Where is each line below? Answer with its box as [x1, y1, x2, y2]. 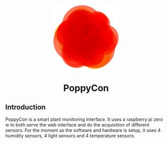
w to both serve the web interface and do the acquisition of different [5, 122, 150, 128]
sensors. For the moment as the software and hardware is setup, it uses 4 [5, 127, 161, 133]
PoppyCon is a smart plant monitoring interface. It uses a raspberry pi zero [5, 116, 163, 122]
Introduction [5, 102, 46, 111]
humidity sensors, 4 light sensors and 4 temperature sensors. [5, 133, 136, 138]
